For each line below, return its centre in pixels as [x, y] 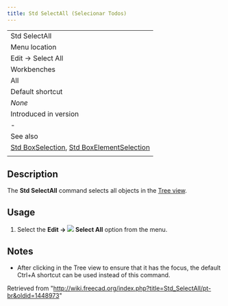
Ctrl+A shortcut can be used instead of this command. [93, 275]
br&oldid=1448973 [33, 296]
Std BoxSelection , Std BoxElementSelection [80, 147]
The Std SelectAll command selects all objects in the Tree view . [97, 191]
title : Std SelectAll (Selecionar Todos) [67, 13]
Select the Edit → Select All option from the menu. [92, 230]
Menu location [34, 47]
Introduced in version [45, 114]
